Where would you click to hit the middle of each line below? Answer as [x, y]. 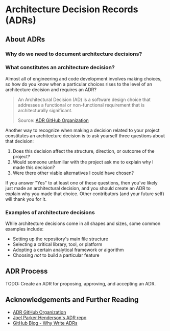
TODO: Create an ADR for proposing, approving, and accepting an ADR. [80, 283]
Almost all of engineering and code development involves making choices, [83, 78]
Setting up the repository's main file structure [60, 239]
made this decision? [34, 167]
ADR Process [27, 271]
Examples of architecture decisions [50, 212]
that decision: [20, 141]
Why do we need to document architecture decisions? [74, 54]
